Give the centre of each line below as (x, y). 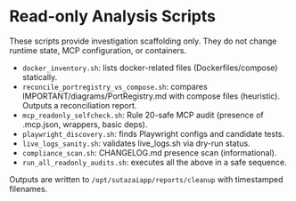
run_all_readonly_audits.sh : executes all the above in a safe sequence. (154, 162)
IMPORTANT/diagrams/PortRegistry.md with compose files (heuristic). (151, 96)
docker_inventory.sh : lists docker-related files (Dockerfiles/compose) (150, 68)
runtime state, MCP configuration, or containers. (98, 50)
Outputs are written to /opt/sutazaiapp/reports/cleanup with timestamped (146, 179)
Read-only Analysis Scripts (113, 16)
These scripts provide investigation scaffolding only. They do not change (143, 41)
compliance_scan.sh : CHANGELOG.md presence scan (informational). (149, 152)
